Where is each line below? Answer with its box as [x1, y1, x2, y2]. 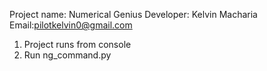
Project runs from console [23, 39, 132, 50]
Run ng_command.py [23, 49, 112, 61]
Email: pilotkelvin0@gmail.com [9, 19, 133, 31]
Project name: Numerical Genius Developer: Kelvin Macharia [9, 9, 258, 20]
